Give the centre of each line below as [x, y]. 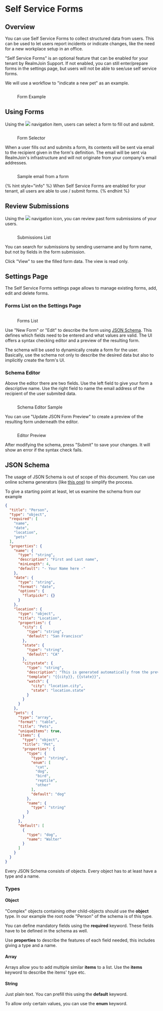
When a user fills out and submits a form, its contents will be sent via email [80, 147]
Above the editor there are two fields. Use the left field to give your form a [79, 383]
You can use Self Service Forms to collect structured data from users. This [80, 38]
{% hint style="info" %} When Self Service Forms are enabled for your [75, 186]
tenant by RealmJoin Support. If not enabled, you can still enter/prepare [77, 63]
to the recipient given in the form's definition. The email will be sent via [76, 152]
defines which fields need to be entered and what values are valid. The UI [79, 335]
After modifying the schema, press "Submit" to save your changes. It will [78, 445]
